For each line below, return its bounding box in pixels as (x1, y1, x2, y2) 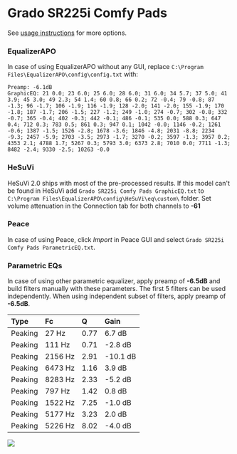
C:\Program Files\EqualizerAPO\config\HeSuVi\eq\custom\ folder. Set (7, 194, 211, 202)
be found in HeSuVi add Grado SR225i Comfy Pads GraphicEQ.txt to (7, 186, 204, 195)
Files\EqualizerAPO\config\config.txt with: (7, 70, 139, 79)
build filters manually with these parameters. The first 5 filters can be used (7, 285, 226, 293)
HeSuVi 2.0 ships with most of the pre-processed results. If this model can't (7, 179, 230, 187)
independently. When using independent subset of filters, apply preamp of (7, 292, 226, 300)
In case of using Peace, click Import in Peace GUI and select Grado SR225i (7, 235, 224, 243)
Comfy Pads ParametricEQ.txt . (7, 243, 96, 251)
